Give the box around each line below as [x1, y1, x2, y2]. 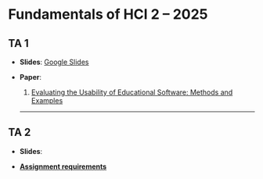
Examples [31, 96, 63, 105]
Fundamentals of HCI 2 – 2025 [8, 5, 209, 23]
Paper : [19, 73, 41, 81]
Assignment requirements [19, 162, 107, 171]
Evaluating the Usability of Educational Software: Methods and [31, 88, 233, 97]
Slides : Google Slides [19, 57, 89, 66]
